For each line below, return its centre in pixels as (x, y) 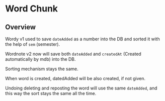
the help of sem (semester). (33, 44)
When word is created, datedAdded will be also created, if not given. (75, 78)
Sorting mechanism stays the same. (42, 69)
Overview (21, 27)
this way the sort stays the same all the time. (51, 93)
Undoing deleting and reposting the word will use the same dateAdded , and (81, 88)
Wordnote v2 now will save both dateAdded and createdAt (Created (73, 54)
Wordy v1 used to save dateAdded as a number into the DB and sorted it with (82, 39)
